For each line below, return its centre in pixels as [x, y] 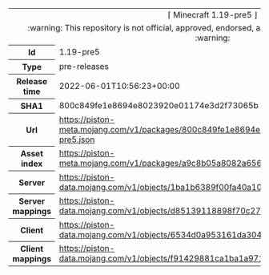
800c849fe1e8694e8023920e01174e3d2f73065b [159, 105]
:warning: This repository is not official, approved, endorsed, [141, 28]
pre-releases [84, 66]
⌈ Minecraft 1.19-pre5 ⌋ [213, 15]
